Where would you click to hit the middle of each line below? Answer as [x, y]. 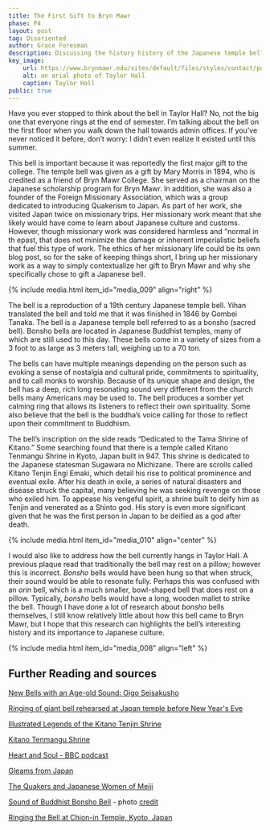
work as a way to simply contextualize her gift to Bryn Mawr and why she [129, 265]
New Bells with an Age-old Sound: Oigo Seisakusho [94, 693]
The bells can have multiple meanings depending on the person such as [127, 364]
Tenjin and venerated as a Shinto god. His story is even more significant [127, 507]
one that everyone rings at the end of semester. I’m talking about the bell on [134, 122]
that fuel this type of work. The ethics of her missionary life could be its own [135, 249]
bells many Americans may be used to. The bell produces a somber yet [126, 398]
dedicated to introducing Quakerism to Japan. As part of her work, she [125, 206]
